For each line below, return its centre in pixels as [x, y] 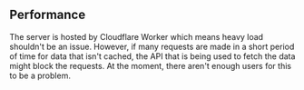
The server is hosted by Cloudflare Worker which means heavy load [137, 36]
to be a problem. [40, 75]
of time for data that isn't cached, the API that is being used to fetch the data [152, 56]
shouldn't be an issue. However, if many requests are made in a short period [152, 46]
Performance [48, 15]
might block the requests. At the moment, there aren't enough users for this [151, 65]
